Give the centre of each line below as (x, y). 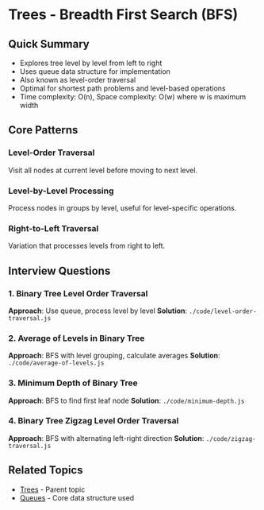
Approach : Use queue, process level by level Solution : (98, 311)
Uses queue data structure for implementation (95, 71)
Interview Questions (59, 270)
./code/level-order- (223, 311)
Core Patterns (43, 130)
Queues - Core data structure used (77, 497)
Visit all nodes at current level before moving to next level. (103, 170)
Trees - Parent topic (52, 489)
